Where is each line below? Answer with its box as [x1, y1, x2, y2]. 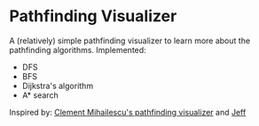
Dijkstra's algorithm [21, 80, 94, 91]
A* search [21, 90, 59, 100]
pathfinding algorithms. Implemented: [9, 44, 146, 55]
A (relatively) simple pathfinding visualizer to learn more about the [9, 35, 251, 46]
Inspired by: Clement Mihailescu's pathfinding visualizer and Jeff [9, 107, 247, 117]
